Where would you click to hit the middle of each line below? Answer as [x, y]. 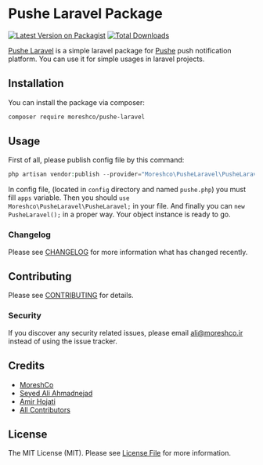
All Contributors [45, 409]
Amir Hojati [38, 401]
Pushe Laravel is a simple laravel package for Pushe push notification [120, 50]
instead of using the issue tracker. [63, 341]
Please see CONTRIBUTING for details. [71, 296]
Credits [27, 366]
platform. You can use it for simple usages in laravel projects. [106, 59]
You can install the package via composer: [76, 102]
